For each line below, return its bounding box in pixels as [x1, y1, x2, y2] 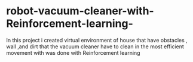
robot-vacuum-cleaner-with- [6, 4, 154, 18]
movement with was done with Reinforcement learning [6, 49, 140, 56]
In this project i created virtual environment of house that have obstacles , [6, 36, 188, 44]
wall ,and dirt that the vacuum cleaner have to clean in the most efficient [6, 43, 184, 50]
